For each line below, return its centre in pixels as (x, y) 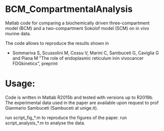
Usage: (20, 84)
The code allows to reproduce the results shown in (57, 43)
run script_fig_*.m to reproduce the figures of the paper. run (66, 118)
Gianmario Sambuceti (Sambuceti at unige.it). (52, 108)
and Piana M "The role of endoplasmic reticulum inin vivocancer (78, 58)
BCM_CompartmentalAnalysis (69, 9)
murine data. (18, 33)
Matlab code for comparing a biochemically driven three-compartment (78, 23)
